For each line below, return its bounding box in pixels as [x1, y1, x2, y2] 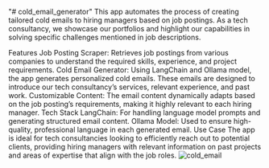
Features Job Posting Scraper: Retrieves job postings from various [8, 48, 230, 57]
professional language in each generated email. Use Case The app [34, 125, 255, 134]
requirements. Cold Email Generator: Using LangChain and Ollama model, [8, 65, 252, 75]
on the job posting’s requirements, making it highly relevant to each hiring [8, 100, 252, 109]
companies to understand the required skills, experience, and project [8, 56, 238, 66]
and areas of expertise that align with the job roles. [8, 150, 177, 160]
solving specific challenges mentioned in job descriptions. [8, 32, 201, 42]
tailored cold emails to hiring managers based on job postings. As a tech [8, 15, 248, 25]
